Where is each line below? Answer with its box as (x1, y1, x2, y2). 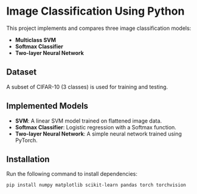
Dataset (6, 67, 37, 77)
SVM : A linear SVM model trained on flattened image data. (15, 117, 162, 124)
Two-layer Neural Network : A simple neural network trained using (15, 130, 182, 137)
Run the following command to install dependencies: (6, 170, 138, 178)
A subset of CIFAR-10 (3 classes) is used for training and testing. (6, 83, 168, 90)
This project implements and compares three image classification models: (6, 24, 192, 32)
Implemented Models (6, 101, 89, 111)
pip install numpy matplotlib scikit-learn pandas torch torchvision (6, 182, 187, 189)
